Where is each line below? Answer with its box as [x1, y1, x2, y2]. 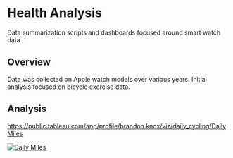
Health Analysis [7, 5, 102, 21]
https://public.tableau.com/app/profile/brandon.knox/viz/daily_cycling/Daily [7, 121, 227, 130]
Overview [7, 56, 51, 68]
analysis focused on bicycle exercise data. [7, 83, 130, 91]
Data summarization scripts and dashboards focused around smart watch [7, 28, 221, 37]
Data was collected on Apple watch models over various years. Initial [7, 75, 208, 83]
